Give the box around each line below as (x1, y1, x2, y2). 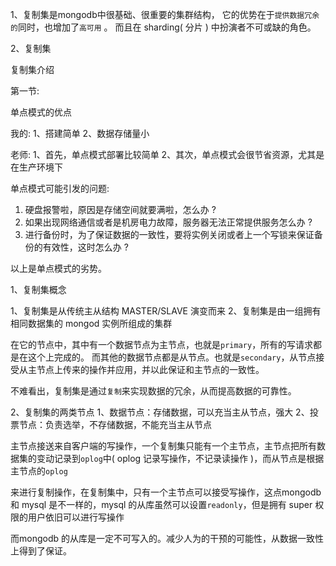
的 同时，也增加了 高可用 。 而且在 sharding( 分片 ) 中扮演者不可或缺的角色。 (10, 21, 317, 33)
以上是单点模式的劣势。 (10, 263, 107, 274)
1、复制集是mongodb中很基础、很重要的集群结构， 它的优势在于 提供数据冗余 (10, 9, 320, 20)
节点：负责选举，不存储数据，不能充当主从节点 (18, 419, 212, 430)
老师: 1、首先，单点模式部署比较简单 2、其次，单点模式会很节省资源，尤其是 (10, 149, 325, 160)
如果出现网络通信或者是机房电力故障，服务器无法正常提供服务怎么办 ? (24, 216, 313, 228)
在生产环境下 (10, 161, 63, 173)
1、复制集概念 (10, 284, 67, 295)
